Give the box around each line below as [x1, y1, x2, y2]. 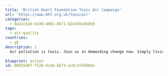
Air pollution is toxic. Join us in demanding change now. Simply [9, 49, 151, 54]
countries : [5, 35, 28, 40]
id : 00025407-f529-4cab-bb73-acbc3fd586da [5, 63, 95, 68]
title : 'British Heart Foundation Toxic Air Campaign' [5, 7, 122, 12]
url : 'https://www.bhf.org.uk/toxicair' [5, 12, 91, 17]
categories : [5, 16, 30, 21]
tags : [5, 26, 16, 31]
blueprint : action [5, 58, 43, 63]
